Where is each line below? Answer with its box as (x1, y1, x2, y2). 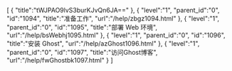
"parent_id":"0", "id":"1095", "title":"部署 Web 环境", (6, 23, 158, 31)
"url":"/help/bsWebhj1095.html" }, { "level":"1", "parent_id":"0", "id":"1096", (6, 31, 226, 39)
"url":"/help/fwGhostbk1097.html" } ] (6, 56, 113, 64)
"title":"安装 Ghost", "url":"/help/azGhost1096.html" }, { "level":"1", (6, 39, 200, 48)
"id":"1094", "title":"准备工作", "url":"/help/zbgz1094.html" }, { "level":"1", (6, 14, 220, 22)
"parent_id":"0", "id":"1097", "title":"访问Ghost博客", (6, 49, 158, 56)
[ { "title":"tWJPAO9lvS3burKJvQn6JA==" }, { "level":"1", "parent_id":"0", (6, 6, 220, 14)
